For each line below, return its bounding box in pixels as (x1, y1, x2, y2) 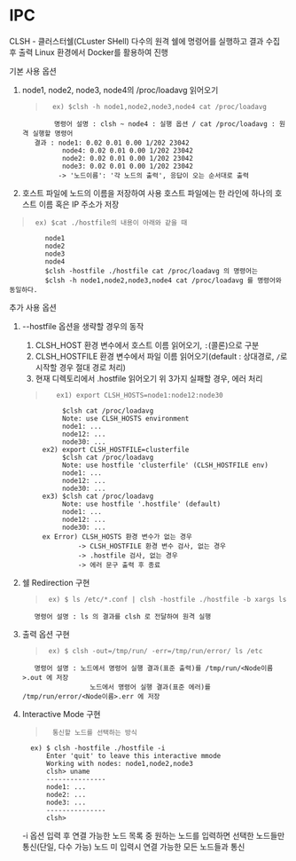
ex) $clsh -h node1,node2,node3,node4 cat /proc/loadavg (51, 102, 268, 111)
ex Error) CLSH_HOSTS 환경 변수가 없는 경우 (42, 532, 192, 541)
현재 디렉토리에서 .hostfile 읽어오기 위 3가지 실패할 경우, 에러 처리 (35, 373, 263, 383)
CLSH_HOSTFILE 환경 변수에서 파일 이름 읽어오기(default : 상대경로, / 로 (35, 351, 288, 361)
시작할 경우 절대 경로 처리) (35, 361, 127, 373)
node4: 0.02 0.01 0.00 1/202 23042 (61, 146, 193, 155)
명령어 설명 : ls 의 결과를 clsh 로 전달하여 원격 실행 (34, 612, 211, 621)
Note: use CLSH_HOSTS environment (61, 414, 190, 423)
